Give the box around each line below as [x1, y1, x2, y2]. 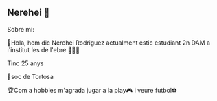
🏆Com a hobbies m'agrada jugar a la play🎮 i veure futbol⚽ [7, 86, 177, 94]
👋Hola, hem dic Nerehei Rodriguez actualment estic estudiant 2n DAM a [7, 38, 211, 47]
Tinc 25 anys [7, 59, 44, 67]
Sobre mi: [7, 25, 34, 33]
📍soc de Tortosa [7, 72, 54, 80]
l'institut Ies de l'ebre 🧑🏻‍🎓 [7, 45, 80, 54]
